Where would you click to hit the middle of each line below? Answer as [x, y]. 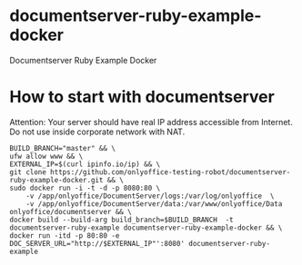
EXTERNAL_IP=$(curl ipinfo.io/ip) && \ [85, 164]
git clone [28, 172]
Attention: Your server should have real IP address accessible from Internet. [151, 122]
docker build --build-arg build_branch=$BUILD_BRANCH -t [121, 220]
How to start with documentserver [142, 97]
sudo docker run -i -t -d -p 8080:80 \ [85, 188]
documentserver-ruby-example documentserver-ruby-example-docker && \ [146, 228]
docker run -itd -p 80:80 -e [65, 236]
